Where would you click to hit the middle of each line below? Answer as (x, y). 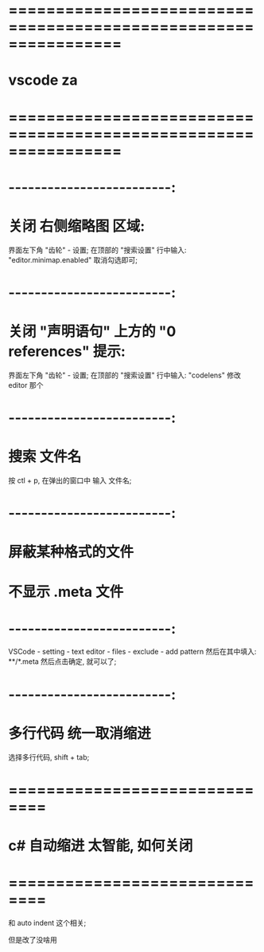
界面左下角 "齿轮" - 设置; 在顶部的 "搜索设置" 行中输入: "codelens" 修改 (124, 375)
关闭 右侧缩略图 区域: (77, 226)
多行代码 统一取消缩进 (80, 733)
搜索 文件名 (45, 457)
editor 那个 (26, 385)
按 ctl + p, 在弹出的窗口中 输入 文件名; (70, 480)
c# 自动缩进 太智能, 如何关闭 (101, 845)
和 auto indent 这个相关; (47, 922)
